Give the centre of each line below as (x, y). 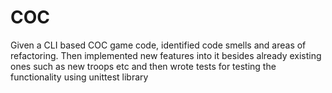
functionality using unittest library (79, 77)
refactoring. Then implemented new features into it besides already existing (166, 55)
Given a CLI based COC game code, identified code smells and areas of (158, 45)
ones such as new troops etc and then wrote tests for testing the (143, 66)
